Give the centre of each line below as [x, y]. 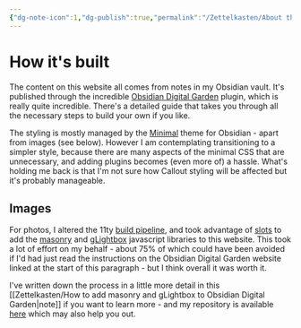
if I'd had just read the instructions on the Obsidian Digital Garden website [146, 259]
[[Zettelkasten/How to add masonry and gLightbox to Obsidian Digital [138, 295]
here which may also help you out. [73, 314]
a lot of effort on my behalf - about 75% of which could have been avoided [147, 249]
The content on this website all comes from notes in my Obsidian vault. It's [147, 87]
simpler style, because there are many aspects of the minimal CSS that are [147, 151]
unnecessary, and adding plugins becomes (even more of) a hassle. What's [149, 161]
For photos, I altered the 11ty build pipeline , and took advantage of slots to [146, 230]
